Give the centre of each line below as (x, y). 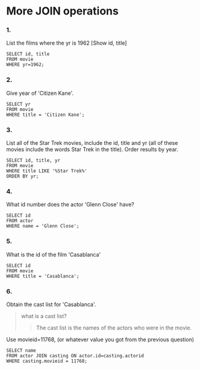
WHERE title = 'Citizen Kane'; (45, 115)
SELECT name (21, 350)
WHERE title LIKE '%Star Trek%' (47, 171)
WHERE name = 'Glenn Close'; (43, 226)
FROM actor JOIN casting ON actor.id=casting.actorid (75, 356)
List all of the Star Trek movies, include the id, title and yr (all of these (92, 143)
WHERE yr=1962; (25, 65)
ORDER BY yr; (23, 176)
